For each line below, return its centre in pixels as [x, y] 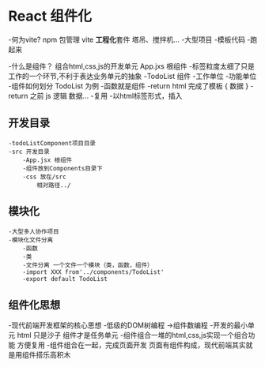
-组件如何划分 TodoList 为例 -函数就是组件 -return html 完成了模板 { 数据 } [129, 86]
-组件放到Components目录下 [62, 168]
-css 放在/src [44, 177]
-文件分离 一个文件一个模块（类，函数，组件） [88, 265]
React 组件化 [50, 16]
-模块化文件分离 [31, 240]
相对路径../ [54, 185]
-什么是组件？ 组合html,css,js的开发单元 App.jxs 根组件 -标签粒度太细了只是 [132, 66]
